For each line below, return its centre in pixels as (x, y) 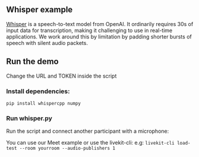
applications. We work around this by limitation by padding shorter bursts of (99, 36)
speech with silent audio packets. (47, 43)
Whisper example (40, 10)
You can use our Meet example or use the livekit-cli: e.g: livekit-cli (90, 143)
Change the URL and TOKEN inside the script (61, 76)
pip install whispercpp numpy (44, 103)
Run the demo (33, 62)
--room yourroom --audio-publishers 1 (67, 148)
